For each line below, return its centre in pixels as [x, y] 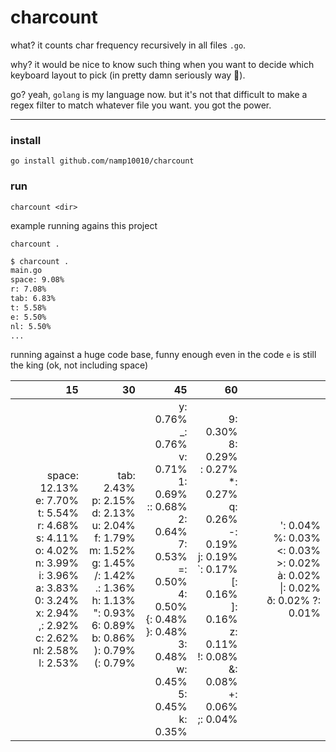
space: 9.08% [37, 280]
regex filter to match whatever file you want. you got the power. [141, 105]
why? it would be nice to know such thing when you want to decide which [162, 64]
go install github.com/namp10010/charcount [102, 161]
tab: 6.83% [33, 299]
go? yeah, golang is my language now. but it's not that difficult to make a [159, 94]
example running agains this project [84, 225]
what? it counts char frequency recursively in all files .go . [128, 45]
